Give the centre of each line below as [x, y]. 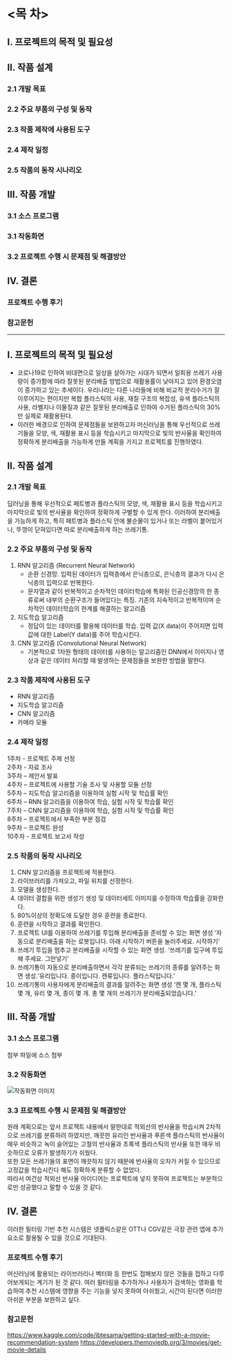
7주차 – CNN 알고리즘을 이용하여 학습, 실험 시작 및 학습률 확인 [90, 810]
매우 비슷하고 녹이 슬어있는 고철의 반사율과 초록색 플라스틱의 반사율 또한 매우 [110, 1144]
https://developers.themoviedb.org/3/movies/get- [151, 1342]
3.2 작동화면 [27, 1074]
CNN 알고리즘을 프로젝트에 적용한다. [66, 873]
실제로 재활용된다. [49, 416]
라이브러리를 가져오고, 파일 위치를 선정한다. [75, 881]
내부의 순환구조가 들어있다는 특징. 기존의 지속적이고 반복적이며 [130, 600]
